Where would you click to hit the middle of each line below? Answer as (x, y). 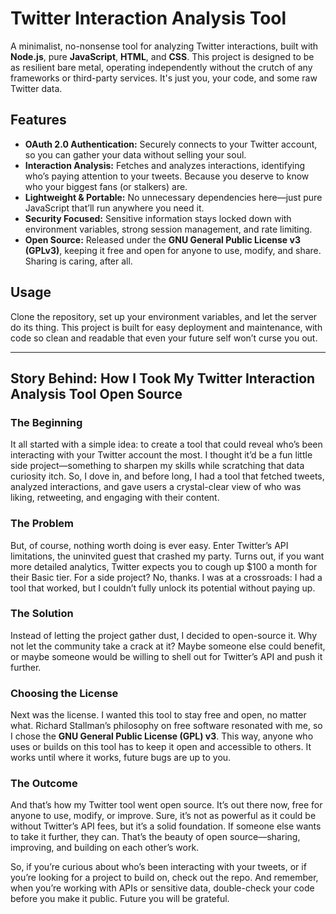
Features (38, 120)
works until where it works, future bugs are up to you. (121, 758)
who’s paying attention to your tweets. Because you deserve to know (167, 176)
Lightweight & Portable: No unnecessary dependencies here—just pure (173, 197)
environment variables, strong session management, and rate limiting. (168, 229)
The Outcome (44, 784)
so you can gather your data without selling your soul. (135, 154)
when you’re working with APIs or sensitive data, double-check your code (162, 888)
